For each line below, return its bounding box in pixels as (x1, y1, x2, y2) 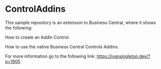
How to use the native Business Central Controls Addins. (5, 44, 119, 49)
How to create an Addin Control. (5, 34, 70, 40)
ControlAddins (5, 3, 66, 15)
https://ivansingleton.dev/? (96, 53, 151, 59)
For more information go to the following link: (5, 53, 96, 59)
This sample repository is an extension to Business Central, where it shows (5, 20, 156, 25)
